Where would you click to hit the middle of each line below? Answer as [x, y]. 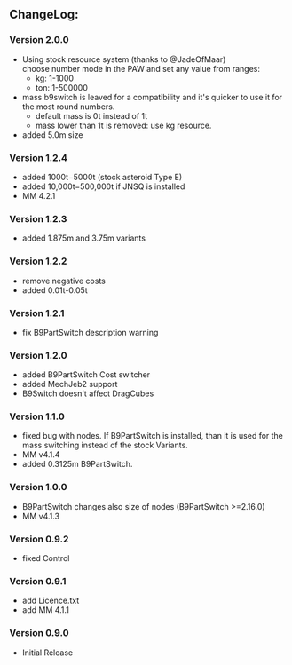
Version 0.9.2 [39, 539]
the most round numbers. [68, 107]
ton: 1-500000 [62, 87]
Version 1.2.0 [39, 355]
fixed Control [46, 558]
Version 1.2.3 [38, 218]
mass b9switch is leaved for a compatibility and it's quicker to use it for [152, 97]
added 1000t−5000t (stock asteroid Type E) [102, 177]
